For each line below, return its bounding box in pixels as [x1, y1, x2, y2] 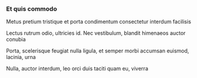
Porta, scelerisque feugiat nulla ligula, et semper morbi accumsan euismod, [6, 47, 189, 54]
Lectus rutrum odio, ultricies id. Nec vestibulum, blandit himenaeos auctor [6, 30, 186, 37]
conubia [6, 36, 26, 43]
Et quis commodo [6, 5, 57, 13]
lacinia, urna [6, 54, 37, 61]
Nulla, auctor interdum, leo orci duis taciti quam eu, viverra [6, 65, 149, 72]
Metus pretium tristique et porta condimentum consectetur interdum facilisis [6, 18, 192, 25]
